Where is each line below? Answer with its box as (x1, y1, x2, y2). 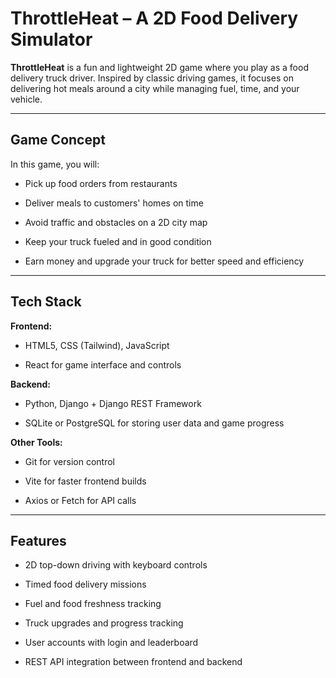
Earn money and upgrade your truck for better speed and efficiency (24, 255, 305, 267)
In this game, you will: (10, 158, 100, 170)
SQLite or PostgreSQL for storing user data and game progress (24, 417, 285, 429)
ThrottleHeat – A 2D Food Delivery (10, 7, 299, 30)
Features (10, 532, 67, 549)
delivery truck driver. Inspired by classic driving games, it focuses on (10, 72, 294, 84)
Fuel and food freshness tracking (24, 598, 162, 610)
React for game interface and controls (24, 358, 182, 371)
